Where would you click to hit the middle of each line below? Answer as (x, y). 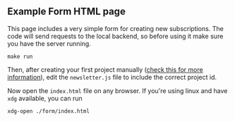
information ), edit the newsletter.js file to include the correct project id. (112, 77)
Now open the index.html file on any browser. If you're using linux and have (117, 90)
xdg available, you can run (45, 98)
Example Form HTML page (66, 12)
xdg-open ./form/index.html (49, 111)
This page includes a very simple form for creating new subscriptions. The (115, 28)
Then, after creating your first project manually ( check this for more (105, 69)
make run (20, 56)
